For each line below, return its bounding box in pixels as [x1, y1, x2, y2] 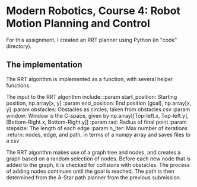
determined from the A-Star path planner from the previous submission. [6, 173, 182, 181]
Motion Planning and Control [6, 17, 150, 30]
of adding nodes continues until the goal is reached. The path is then [6, 167, 174, 175]
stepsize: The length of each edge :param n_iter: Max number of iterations [6, 124, 188, 131]
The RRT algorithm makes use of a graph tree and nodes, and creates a [6, 149, 181, 156]
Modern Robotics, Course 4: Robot [6, 4, 181, 18]
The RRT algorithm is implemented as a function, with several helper [6, 75, 173, 82]
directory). [6, 43, 32, 50]
